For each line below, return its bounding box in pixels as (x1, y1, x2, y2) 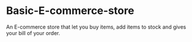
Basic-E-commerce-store (6, 4, 135, 17)
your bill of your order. (6, 29, 60, 36)
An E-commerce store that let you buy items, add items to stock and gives (6, 23, 187, 30)
